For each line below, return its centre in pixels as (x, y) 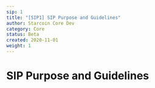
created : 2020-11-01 (33, 40)
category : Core (26, 29)
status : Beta (23, 35)
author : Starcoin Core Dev (40, 23)
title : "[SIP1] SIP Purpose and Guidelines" (64, 18)
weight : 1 (19, 46)
